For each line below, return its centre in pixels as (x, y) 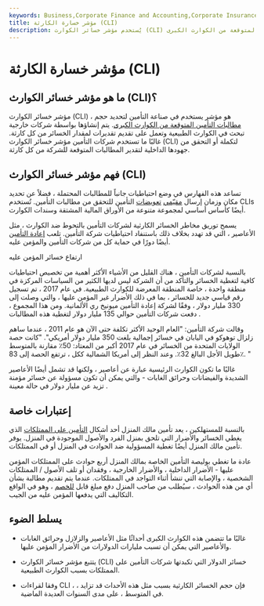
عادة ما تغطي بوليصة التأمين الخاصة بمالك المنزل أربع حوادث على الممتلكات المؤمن (130, 461)
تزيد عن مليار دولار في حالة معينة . (58, 386)
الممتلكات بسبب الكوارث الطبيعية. (70, 570)
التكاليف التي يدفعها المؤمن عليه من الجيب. (71, 494)
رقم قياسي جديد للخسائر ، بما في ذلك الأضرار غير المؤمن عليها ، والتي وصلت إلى (126, 297)
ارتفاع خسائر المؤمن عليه (46, 257)
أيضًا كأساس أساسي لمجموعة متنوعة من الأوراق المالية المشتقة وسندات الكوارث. (127, 210)
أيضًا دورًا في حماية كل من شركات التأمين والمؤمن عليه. (90, 242)
